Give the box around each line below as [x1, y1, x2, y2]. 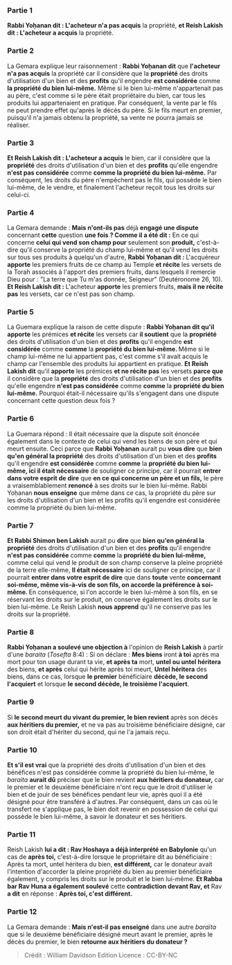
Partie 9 [7, 697, 35, 707]
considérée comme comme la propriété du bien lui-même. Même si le [7, 345, 210, 354]
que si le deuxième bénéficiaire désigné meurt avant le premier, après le [7, 930, 213, 938]
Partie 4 [7, 207, 35, 217]
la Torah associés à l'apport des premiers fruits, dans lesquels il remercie [7, 268, 216, 276]
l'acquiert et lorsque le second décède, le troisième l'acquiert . [7, 680, 189, 688]
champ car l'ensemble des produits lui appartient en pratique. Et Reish [7, 360, 209, 368]
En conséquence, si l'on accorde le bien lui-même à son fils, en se [28, 588, 218, 596]
